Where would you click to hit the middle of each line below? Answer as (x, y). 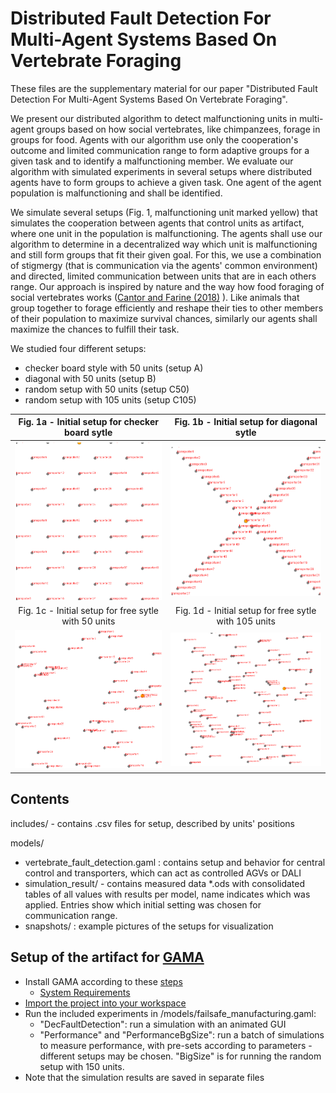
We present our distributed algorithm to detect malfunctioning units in (154, 118)
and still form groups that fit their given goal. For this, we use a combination (166, 254)
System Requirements (85, 992)
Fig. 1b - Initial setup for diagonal (246, 422)
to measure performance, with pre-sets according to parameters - (176, 1045)
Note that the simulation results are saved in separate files (144, 1077)
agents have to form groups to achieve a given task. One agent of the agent (166, 182)
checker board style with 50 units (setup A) (114, 368)
